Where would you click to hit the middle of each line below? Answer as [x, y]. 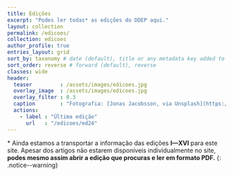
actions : [26, 110]
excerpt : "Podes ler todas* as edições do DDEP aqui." [88, 20]
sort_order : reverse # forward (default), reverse [82, 65]
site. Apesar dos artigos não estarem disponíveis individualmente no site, [112, 150]
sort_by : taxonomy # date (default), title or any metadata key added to [116, 59]
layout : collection [35, 26]
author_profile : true [38, 46]
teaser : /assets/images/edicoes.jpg [80, 85]
